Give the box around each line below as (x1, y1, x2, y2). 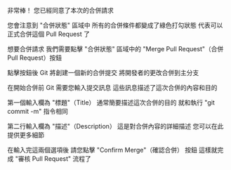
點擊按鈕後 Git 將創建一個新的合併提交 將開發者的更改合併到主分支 (7, 69, 199, 77)
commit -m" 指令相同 (7, 107, 68, 115)
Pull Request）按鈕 (7, 53, 62, 62)
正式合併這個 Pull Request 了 (7, 30, 90, 38)
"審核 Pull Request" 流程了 (15, 155, 91, 163)
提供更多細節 (7, 131, 44, 139)
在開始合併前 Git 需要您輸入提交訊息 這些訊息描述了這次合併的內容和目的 (7, 84, 218, 91)
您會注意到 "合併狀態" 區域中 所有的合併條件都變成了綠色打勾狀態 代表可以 (7, 21, 223, 30)
